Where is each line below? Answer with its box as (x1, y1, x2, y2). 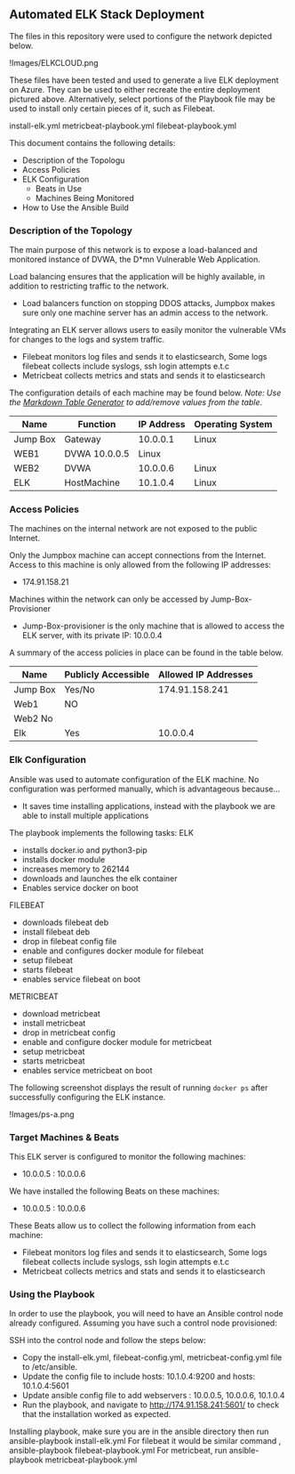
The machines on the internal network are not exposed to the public (9, 523, 258, 534)
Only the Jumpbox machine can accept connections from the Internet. (9, 550, 267, 561)
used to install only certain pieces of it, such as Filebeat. (9, 102, 215, 114)
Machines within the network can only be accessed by (9, 594, 209, 604)
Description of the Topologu (21, 155, 125, 166)
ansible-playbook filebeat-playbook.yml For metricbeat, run (9, 1446, 227, 1456)
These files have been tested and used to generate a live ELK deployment (9, 75, 279, 85)
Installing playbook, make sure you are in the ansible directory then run (9, 1426, 269, 1437)
